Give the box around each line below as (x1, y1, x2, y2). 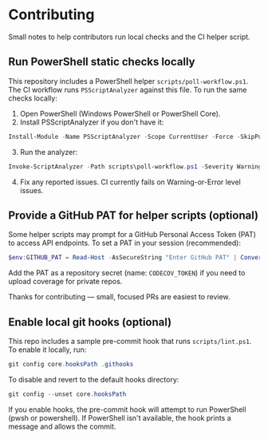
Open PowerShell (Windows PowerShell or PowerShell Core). (19, 109, 221, 118)
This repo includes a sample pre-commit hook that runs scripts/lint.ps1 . (8, 337, 252, 346)
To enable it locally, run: (8, 345, 87, 354)
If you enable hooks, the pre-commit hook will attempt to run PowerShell (8, 405, 246, 414)
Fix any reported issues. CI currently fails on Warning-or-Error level (19, 177, 241, 187)
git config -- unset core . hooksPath (8, 390, 127, 398)
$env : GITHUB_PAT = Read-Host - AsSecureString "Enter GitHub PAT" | (8, 254, 238, 262)
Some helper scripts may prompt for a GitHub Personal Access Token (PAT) (8, 230, 257, 239)
